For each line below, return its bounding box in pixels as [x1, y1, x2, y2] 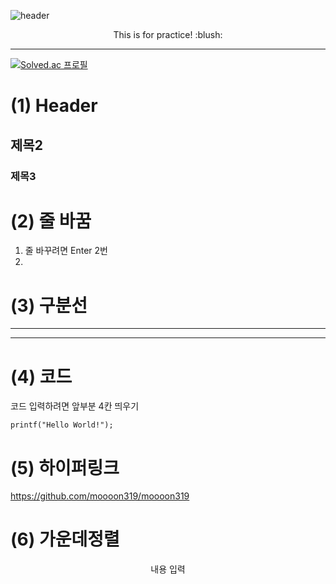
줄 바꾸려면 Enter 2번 [24, 245, 108, 257]
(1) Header [10, 95, 98, 117]
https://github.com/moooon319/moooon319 [10, 490, 190, 502]
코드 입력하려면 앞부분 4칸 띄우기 [10, 400, 140, 412]
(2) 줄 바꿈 [10, 210, 92, 232]
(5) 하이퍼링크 [10, 456, 120, 479]
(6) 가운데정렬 [10, 528, 120, 551]
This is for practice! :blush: [113, 29, 223, 40]
